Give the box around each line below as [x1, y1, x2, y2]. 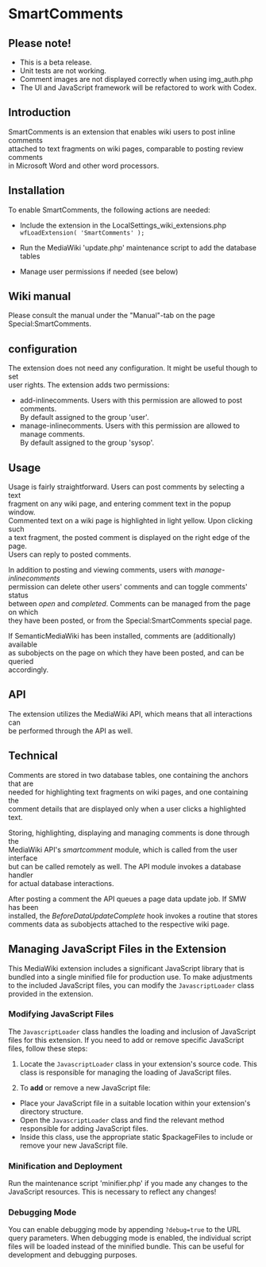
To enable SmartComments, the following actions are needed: [8, 204, 210, 215]
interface [8, 853, 38, 863]
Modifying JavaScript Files [8, 1009, 114, 1020]
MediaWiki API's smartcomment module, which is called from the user [8, 845, 238, 854]
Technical [8, 749, 58, 763]
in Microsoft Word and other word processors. [8, 161, 160, 170]
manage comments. [19, 429, 85, 439]
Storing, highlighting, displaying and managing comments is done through [8, 828, 250, 838]
